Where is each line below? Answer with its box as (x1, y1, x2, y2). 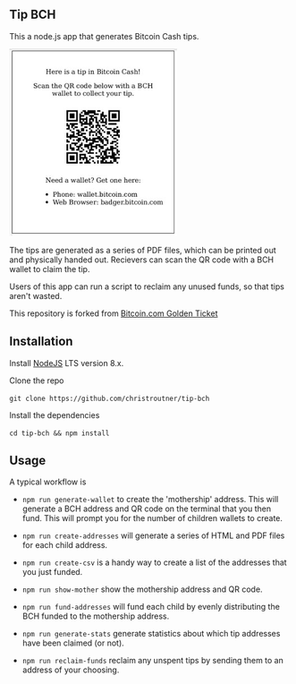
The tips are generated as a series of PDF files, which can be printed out (9, 244, 277, 255)
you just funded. (21, 567, 83, 577)
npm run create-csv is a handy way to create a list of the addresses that (21, 557, 288, 568)
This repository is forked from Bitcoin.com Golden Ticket (9, 308, 218, 319)
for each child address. (21, 540, 108, 551)
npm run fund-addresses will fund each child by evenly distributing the (21, 602, 280, 612)
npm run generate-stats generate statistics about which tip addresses (21, 628, 281, 639)
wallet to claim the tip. (9, 263, 90, 274)
